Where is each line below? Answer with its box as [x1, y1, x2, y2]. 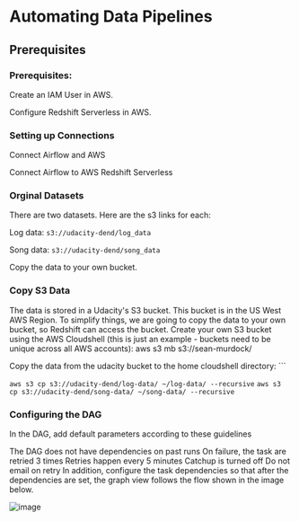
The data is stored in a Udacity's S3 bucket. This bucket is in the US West [9, 305, 282, 315]
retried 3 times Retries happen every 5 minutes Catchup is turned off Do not [9, 455, 290, 466]
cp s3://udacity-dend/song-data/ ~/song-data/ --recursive [9, 387, 235, 396]
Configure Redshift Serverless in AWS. [9, 106, 152, 118]
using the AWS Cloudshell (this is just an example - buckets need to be [9, 333, 271, 344]
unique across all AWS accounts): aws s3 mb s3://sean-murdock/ [9, 343, 252, 354]
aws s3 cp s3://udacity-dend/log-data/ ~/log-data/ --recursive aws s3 [9, 379, 281, 388]
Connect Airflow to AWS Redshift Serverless [9, 167, 173, 178]
